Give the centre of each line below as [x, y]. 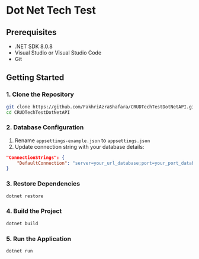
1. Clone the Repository [40, 94]
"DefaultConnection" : [43, 163]
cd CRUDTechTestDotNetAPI [38, 112]
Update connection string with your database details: [79, 146]
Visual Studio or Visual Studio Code [58, 53]
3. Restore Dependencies [43, 184]
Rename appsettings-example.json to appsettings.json [82, 140]
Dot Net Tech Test [51, 10]
